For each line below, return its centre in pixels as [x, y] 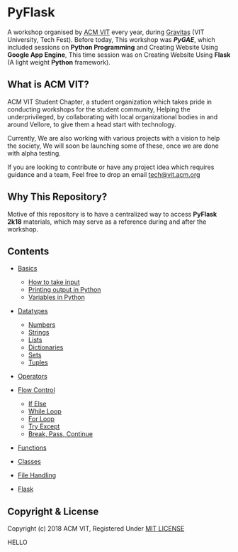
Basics [27, 269]
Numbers [42, 325]
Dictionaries [46, 347]
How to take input [54, 282]
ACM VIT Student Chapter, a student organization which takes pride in [110, 102]
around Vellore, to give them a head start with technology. [92, 124]
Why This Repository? [57, 197]
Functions [32, 448]
